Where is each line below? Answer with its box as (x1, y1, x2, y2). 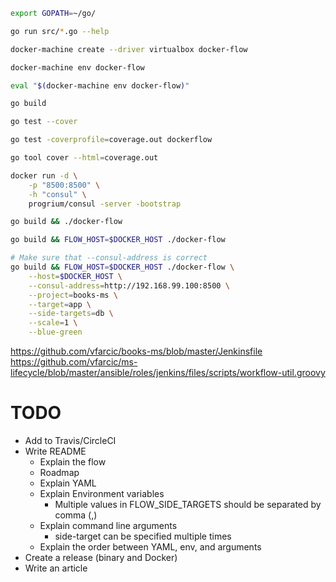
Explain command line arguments (39, 519, 178, 531)
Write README (24, 445, 87, 457)
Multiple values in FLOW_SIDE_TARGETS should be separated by (54, 498, 322, 510)
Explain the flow (39, 455, 107, 468)
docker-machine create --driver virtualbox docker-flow (10, 44, 248, 54)
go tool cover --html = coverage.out (10, 153, 159, 163)
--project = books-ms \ (28, 290, 118, 300)
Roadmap (39, 466, 80, 478)
